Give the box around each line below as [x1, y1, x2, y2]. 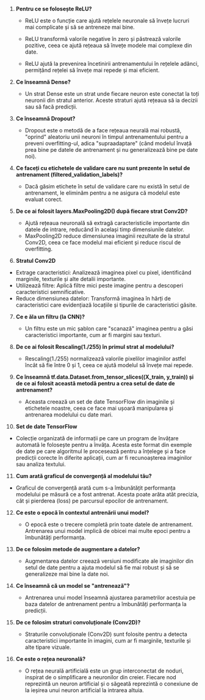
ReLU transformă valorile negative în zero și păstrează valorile [24, 35, 181, 42]
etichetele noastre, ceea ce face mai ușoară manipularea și [24, 405, 173, 412]
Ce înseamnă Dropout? [15, 115, 76, 122]
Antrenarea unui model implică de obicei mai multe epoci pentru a [24, 527, 191, 534]
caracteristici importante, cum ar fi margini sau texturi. [24, 332, 162, 338]
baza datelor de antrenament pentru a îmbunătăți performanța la [24, 601, 187, 607]
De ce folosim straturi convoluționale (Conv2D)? [15, 619, 141, 626]
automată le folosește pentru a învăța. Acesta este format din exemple [15, 441, 192, 448]
